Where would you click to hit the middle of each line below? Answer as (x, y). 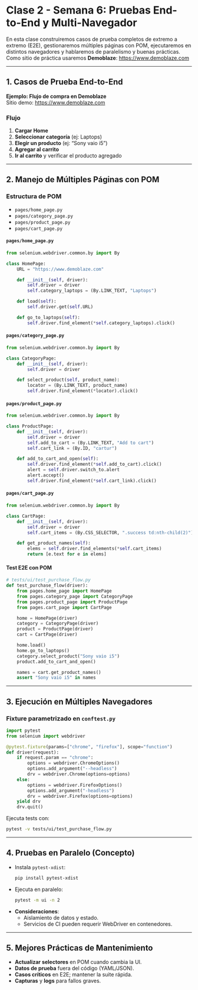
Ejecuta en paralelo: (39, 889)
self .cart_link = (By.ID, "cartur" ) (72, 448)
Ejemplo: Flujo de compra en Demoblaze (56, 96)
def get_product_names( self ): (54, 543)
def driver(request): (33, 752)
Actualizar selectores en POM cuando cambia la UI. (78, 962)
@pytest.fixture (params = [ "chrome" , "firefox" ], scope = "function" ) (89, 746)
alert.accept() (46, 475)
